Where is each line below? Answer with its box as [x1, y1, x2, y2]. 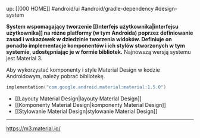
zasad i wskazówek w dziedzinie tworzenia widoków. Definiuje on [6, 36, 173, 42]
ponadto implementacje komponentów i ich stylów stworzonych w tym [6, 42, 186, 49]
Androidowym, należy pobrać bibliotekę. [6, 73, 105, 79]
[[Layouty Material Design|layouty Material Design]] [14, 95, 142, 102]
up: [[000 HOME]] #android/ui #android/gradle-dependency [6, 5, 154, 12]
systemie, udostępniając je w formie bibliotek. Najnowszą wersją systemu [6, 48, 191, 56]
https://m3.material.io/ [6, 125, 61, 132]
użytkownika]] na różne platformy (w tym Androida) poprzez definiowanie [6, 29, 193, 36]
